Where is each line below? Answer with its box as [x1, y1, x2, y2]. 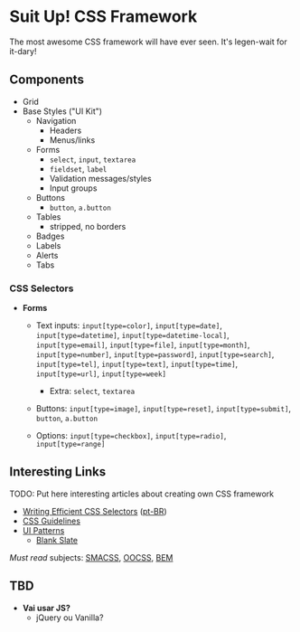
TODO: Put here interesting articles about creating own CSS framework [9, 488, 275, 499]
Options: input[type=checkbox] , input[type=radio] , [35, 430, 227, 441]
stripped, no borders [49, 221, 127, 231]
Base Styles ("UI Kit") [22, 106, 102, 117]
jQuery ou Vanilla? [35, 612, 104, 623]
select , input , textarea [49, 154, 136, 165]
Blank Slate [35, 534, 79, 545]
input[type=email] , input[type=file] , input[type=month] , [35, 339, 250, 350]
